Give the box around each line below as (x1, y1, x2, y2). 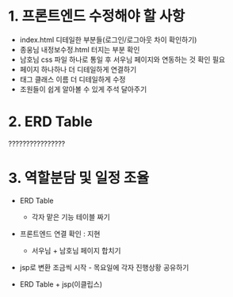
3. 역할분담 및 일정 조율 (8, 169, 150, 187)
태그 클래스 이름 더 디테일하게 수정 (19, 74, 126, 84)
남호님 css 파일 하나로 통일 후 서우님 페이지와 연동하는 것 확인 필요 (19, 55, 226, 64)
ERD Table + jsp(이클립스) (19, 279, 103, 289)
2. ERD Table (8, 112, 93, 131)
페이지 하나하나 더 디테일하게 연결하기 (19, 64, 137, 74)
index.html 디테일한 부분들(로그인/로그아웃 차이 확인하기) (19, 35, 197, 44)
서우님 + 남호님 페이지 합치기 (31, 246, 121, 255)
